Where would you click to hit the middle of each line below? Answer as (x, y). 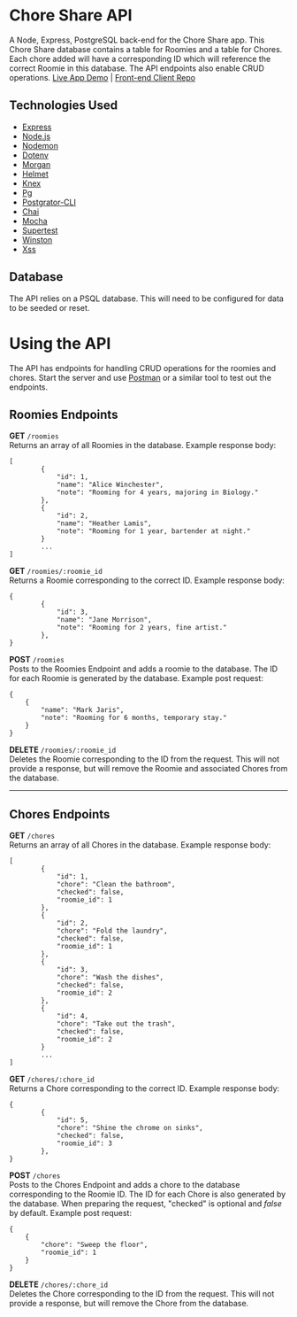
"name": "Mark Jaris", (83, 710)
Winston (37, 239)
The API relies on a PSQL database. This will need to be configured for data (147, 298)
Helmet (35, 174)
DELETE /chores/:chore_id (59, 1284)
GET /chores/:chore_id (52, 1079)
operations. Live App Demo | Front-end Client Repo (103, 77)
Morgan (36, 164)
